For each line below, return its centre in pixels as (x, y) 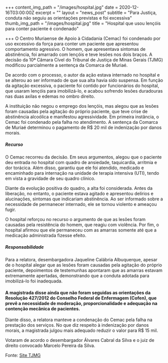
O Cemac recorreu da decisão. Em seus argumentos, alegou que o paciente (83, 157)
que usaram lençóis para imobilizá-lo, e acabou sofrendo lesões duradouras (84, 91)
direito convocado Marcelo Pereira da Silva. (50, 346)
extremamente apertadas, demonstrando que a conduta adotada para (77, 275)
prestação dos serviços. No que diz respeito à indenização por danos (77, 325)
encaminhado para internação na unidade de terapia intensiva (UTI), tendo (82, 173)
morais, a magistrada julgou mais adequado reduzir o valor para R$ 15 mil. (82, 331)
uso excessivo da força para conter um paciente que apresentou (72, 44)
